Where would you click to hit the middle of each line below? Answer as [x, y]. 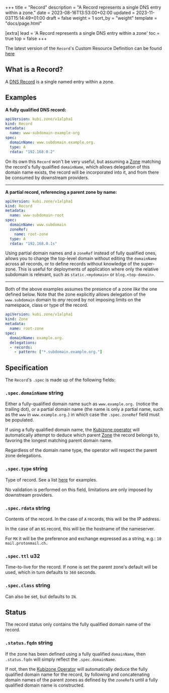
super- [148, 264]
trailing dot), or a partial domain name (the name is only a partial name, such [84, 409]
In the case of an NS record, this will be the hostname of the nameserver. [80, 528]
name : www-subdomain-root [37, 216]
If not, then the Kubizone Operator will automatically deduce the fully [76, 669]
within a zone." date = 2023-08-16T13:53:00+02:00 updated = [70, 13]
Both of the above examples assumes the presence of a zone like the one [81, 289]
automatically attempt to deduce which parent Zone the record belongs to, [82, 435]
